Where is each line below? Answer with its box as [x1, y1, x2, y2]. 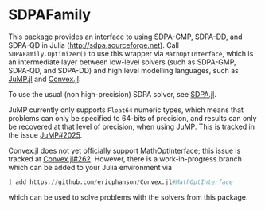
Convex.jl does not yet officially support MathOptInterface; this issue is [8, 146, 241, 155]
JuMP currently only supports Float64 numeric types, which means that [8, 105, 244, 115]
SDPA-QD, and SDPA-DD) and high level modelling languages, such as [8, 65, 239, 75]
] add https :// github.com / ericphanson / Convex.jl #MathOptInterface [8, 177, 233, 186]
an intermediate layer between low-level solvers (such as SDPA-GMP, [8, 57, 236, 67]
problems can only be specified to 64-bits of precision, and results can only [8, 113, 257, 122]
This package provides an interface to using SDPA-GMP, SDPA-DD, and [8, 32, 243, 41]
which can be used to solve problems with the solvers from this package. [8, 192, 248, 202]
